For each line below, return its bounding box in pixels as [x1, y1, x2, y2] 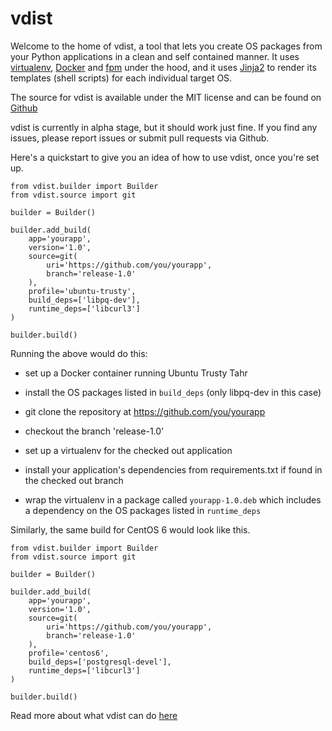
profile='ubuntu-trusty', [28, 286, 137, 296]
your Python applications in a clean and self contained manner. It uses [10, 50, 300, 62]
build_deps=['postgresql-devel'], [28, 657, 172, 667]
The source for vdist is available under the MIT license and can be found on [10, 91, 322, 103]
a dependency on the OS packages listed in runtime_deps [24, 504, 262, 516]
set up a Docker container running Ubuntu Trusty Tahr [24, 367, 248, 379]
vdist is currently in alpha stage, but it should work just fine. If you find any [10, 121, 318, 133]
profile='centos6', [28, 648, 110, 658]
